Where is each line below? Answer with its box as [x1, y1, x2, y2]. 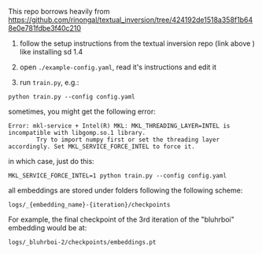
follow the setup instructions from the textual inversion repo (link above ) [19, 39, 256, 48]
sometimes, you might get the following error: [8, 106, 156, 116]
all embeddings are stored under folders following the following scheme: [8, 185, 243, 195]
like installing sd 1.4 [19, 47, 83, 56]
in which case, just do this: [8, 157, 94, 166]
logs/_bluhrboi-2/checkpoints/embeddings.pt [8, 238, 157, 246]
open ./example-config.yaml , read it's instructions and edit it [19, 62, 217, 72]
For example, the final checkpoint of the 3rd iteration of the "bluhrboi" [8, 215, 234, 224]
